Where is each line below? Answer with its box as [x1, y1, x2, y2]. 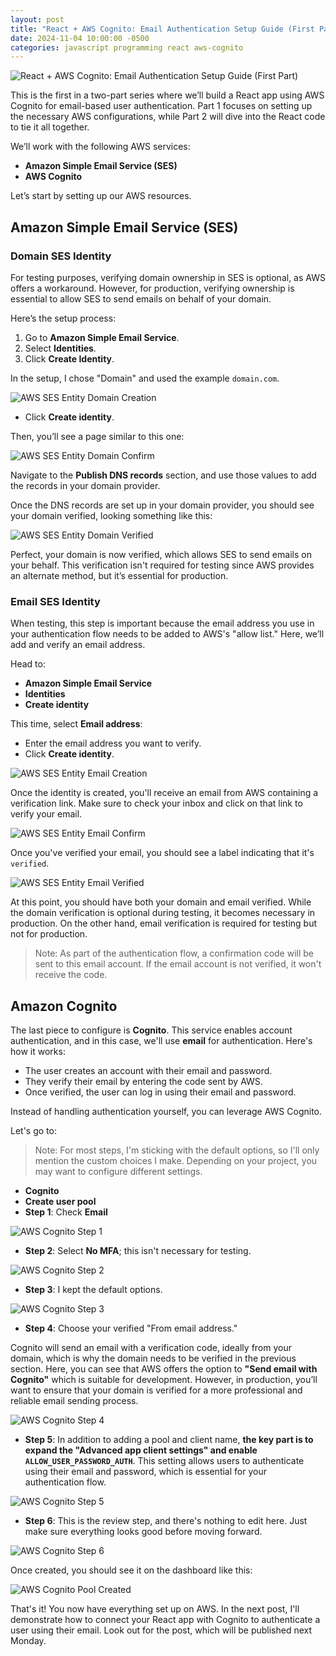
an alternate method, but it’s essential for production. [10, 569, 229, 581]
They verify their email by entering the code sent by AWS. [24, 1076, 263, 1088]
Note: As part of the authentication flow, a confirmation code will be [34, 947, 315, 960]
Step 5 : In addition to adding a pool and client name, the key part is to [24, 1434, 314, 1446]
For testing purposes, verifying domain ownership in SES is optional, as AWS [10, 271, 326, 283]
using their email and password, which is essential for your [24, 1466, 267, 1478]
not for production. [10, 928, 88, 940]
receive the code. [34, 969, 108, 981]
